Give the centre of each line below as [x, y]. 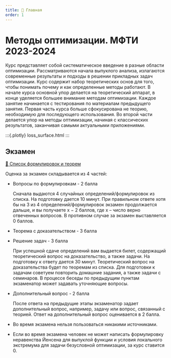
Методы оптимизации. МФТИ [72, 40]
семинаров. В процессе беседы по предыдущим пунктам [76, 278]
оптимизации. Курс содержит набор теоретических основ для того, [80, 82]
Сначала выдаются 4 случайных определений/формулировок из [84, 194]
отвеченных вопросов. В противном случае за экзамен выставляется [89, 216]
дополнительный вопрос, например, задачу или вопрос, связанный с [89, 309]
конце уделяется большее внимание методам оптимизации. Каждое [81, 98]
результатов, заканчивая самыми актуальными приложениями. [75, 125]
